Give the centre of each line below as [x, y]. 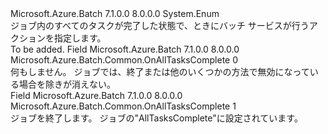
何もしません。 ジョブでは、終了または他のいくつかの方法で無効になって [160, 71]
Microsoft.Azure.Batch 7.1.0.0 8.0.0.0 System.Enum [115, 13]
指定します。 [80, 38]
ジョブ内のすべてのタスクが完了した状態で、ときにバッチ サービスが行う [160, 25]
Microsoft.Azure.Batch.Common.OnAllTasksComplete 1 [123, 106]
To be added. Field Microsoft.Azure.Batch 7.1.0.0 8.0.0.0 [125, 49]
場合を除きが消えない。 [67, 84]
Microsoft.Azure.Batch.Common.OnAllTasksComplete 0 [124, 60]
